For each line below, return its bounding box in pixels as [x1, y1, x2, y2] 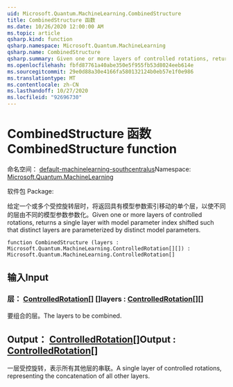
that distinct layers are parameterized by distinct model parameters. [7, 225, 201, 234]
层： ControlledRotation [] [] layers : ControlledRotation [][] [7, 294, 204, 304]
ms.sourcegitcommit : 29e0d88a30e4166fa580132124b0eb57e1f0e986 [7, 68, 194, 75]
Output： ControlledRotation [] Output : [7, 334, 176, 345]
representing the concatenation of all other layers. [7, 372, 150, 380]
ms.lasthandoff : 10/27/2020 [7, 87, 89, 94]
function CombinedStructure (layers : [7, 239, 119, 246]
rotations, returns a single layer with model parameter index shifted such [7, 218, 214, 226]
